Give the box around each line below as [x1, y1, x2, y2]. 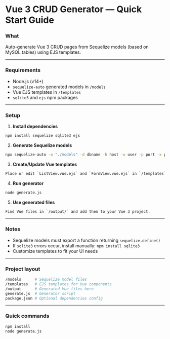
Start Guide [5, 14, 55, 26]
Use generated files [12, 199, 55, 205]
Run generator [12, 180, 44, 186]
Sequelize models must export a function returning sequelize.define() [12, 237, 161, 243]
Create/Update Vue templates [12, 161, 77, 167]
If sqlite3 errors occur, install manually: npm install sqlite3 [12, 242, 140, 249]
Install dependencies [12, 123, 58, 130]
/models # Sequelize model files [5, 277, 87, 282]
